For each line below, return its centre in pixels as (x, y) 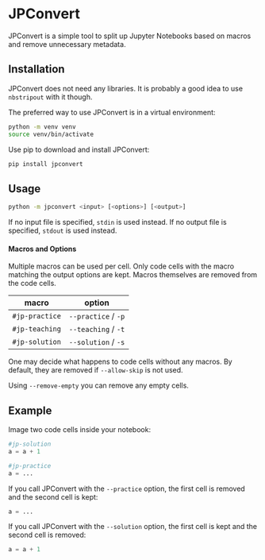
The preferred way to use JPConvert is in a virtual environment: (112, 112)
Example (30, 410)
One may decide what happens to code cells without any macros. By (120, 361)
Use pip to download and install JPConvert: (79, 149)
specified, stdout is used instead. (63, 230)
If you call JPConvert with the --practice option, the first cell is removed (127, 489)
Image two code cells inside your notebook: (80, 430)
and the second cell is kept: (53, 496)
